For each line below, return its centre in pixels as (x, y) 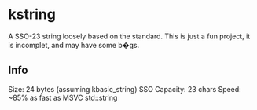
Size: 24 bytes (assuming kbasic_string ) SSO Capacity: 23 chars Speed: (125, 89)
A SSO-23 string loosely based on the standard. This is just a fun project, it (129, 36)
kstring (32, 15)
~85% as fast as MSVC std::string (63, 97)
